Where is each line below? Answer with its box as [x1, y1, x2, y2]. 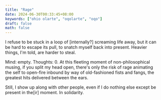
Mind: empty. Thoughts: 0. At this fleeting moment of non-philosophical [5, 59, 150, 65]
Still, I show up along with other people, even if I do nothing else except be [5, 84, 157, 90]
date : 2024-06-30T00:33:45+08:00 [5, 12, 74, 17]
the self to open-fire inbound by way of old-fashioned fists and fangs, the [5, 69, 155, 75]
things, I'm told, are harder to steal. [5, 50, 76, 56]
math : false [5, 26, 30, 31]
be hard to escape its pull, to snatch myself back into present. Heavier [5, 44, 147, 50]
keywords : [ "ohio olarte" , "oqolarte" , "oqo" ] [5, 16, 102, 21]
